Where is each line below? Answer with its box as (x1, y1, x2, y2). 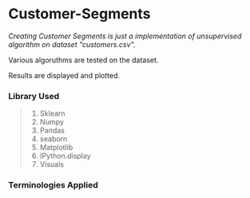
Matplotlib (39, 143, 73, 152)
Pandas (39, 125, 65, 136)
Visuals (39, 160, 64, 169)
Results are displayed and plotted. (8, 70, 121, 80)
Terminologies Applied (8, 180, 98, 191)
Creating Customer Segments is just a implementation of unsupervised (8, 31, 242, 41)
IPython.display (39, 151, 91, 160)
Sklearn (39, 109, 65, 118)
